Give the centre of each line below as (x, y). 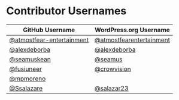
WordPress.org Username (133, 30)
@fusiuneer (25, 68)
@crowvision (113, 68)
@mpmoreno (28, 79)
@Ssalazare (26, 88)
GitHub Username (49, 30)
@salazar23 (112, 88)
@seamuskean (30, 59)
